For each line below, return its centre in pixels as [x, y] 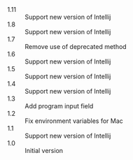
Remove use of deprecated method [76, 46]
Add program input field [59, 106]
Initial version [44, 151]
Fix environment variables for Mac [74, 121]
